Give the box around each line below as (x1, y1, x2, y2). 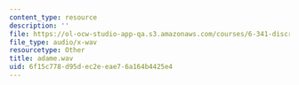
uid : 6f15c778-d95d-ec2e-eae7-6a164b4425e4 (9, 63, 174, 72)
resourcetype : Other (9, 46, 86, 55)
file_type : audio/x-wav (9, 37, 98, 47)
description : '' (9, 21, 69, 30)
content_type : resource (9, 12, 98, 22)
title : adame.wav (9, 54, 74, 63)
